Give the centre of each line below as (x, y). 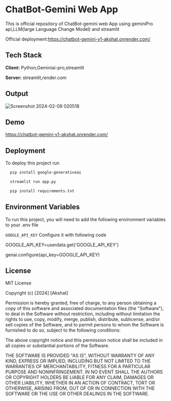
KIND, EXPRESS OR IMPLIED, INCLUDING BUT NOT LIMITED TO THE (78, 361)
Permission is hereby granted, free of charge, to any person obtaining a (81, 303)
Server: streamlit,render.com (36, 78)
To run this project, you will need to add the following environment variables (85, 219)
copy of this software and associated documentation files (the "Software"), (85, 309)
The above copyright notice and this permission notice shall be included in (84, 340)
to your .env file (22, 225)
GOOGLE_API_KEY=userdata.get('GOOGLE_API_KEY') (62, 244)
